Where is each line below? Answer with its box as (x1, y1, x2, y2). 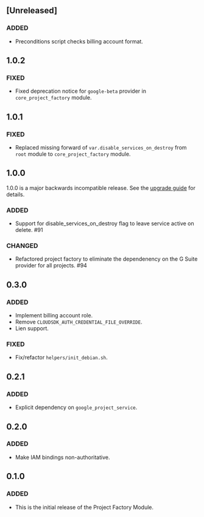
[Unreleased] (6, 5, 58, 16)
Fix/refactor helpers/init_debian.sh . (15, 354, 108, 361)
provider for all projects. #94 (15, 262, 87, 269)
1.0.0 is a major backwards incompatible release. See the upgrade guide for (6, 184, 196, 192)
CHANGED (6, 242, 38, 250)
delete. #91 (15, 226, 43, 234)
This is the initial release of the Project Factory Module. (15, 504, 154, 511)
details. (6, 190, 25, 198)
